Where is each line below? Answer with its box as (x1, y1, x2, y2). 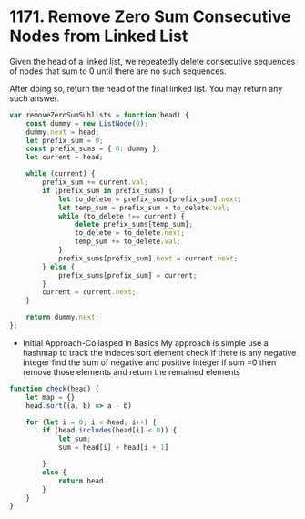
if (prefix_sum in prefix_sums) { (42, 186, 173, 195)
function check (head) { (9, 384, 100, 393)
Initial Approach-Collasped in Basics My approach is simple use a (22, 337, 269, 348)
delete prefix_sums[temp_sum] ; (74, 220, 194, 229)
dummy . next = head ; (25, 127, 100, 137)
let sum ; (57, 434, 92, 443)
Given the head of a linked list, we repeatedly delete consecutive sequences (9, 56, 296, 66)
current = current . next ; (42, 288, 137, 297)
